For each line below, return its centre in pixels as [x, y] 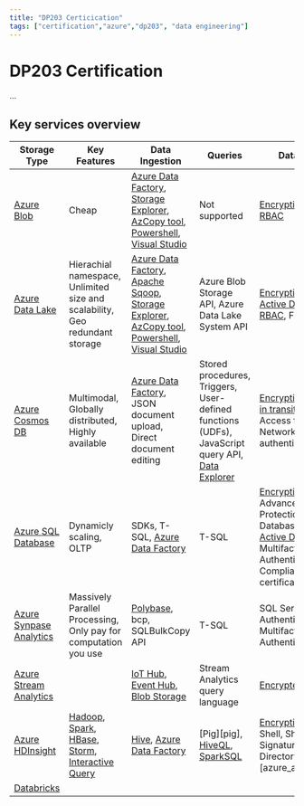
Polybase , [152, 609]
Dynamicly [91, 526]
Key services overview [75, 124]
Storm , [83, 751]
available [88, 443]
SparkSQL [220, 756]
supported [221, 216]
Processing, [94, 620]
